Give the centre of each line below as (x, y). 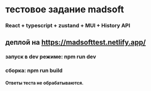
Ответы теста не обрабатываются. (44, 83)
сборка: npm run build (34, 70)
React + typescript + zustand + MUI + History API (68, 26)
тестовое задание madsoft (65, 10)
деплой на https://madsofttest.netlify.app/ (75, 42)
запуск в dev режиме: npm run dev (51, 57)
